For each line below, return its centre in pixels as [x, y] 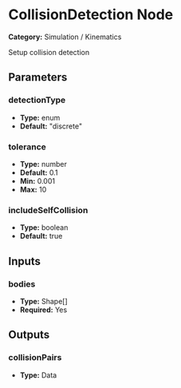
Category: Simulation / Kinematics [65, 37]
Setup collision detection [49, 52]
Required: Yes [43, 310]
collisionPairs [35, 358]
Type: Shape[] [43, 301]
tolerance [27, 147]
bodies [22, 283]
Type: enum [40, 117]
